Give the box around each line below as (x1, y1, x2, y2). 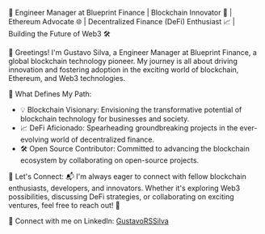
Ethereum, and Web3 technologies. (8, 74, 126, 83)
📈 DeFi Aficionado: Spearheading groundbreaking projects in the (19, 123, 238, 133)
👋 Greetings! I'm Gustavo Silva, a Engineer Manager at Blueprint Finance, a (8, 48, 257, 57)
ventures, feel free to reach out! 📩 (8, 201, 120, 210)
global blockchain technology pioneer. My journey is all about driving (8, 57, 238, 66)
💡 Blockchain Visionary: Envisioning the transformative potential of (19, 105, 242, 114)
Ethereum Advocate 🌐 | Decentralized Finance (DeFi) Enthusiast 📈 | (8, 17, 236, 26)
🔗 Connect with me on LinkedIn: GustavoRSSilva (8, 216, 170, 226)
